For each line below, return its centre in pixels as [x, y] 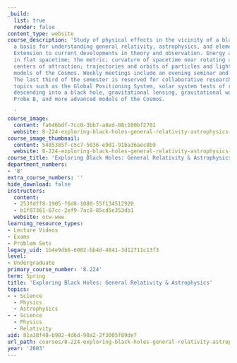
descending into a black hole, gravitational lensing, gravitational [118, 93]
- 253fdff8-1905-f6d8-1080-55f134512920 [74, 204]
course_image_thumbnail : [44, 138]
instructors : [26, 191]
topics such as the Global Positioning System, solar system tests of [120, 86]
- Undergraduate [31, 263]
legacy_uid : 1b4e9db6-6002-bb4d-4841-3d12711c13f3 [83, 250]
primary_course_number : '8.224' [55, 270]
